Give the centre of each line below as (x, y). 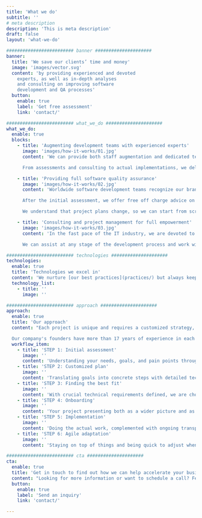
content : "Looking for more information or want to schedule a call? (100, 478)
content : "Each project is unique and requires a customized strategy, (103, 328)
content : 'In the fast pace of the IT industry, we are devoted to (109, 233)
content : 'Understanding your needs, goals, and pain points (100, 361)
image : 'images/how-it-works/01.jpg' (69, 151)
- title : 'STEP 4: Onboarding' (56, 400)
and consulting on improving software (66, 84)
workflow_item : (31, 344)
